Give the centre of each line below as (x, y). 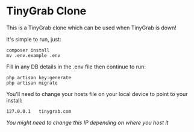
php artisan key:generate (39, 77)
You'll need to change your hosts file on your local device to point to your (97, 94)
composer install (28, 50)
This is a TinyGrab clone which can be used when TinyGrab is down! (91, 28)
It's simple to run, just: (34, 39)
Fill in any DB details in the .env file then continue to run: (76, 67)
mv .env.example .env (33, 55)
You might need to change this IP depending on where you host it (87, 122)
